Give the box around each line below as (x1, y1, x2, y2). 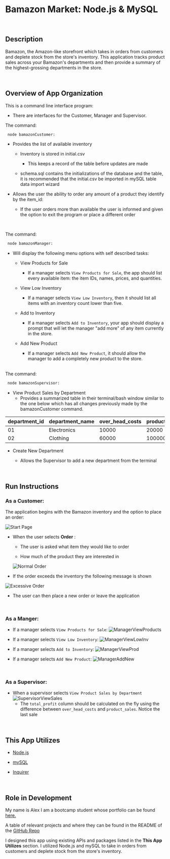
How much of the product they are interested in (20, 553, 119, 559)
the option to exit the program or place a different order (20, 212, 136, 218)
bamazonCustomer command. (20, 406, 83, 412)
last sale (20, 712, 38, 718)
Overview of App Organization (5, 89, 103, 98)
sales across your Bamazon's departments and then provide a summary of (5, 59, 161, 65)
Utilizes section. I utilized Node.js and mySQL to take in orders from (5, 843, 147, 849)
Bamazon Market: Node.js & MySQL (5, 4, 158, 15)
